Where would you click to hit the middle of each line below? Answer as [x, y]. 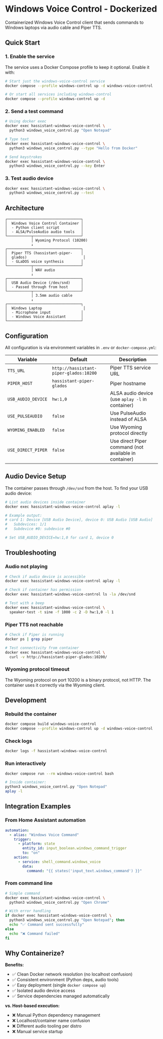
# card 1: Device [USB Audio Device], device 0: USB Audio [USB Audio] [79, 520]
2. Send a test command [34, 112]
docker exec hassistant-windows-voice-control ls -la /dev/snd [70, 594]
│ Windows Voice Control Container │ [44, 224]
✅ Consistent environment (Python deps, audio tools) [65, 980]
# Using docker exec [26, 121]
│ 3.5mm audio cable [52, 296]
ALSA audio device [131, 393]
